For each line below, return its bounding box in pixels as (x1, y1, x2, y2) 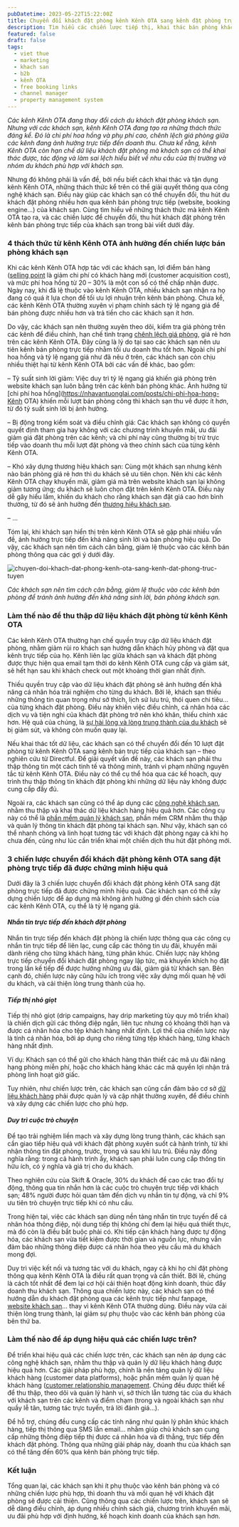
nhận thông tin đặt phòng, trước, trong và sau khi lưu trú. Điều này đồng (7, 1147, 218, 1155)
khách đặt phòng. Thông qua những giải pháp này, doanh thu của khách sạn (7, 1439, 231, 1449)
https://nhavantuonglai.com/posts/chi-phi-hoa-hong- (63, 389, 220, 398)
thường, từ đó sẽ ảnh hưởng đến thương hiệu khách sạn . (7, 500, 172, 509)
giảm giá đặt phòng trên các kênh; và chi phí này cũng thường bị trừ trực (7, 434, 220, 442)
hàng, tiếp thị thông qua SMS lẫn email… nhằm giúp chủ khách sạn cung (7, 1424, 220, 1433)
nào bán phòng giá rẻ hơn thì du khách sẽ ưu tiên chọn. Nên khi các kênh (7, 470, 222, 478)
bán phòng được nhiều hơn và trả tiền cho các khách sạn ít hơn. (7, 309, 194, 318)
